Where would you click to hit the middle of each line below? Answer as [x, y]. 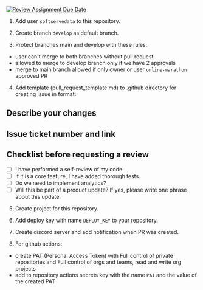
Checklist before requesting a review [78, 155]
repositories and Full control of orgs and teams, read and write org [98, 262]
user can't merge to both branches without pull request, [85, 57]
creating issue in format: [46, 94]
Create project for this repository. [57, 208]
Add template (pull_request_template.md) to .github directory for [96, 88]
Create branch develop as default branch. [67, 33]
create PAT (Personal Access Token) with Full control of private [94, 255]
